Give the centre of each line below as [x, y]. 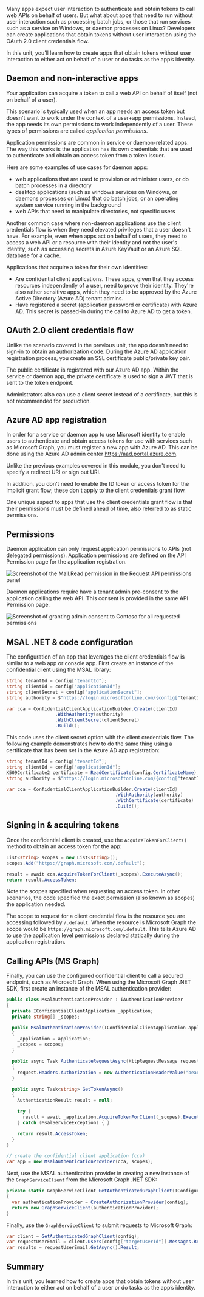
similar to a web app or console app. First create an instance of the [90, 663]
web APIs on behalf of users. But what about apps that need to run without [100, 15]
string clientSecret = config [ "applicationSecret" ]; [74, 692]
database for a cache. [34, 255]
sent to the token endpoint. [40, 382]
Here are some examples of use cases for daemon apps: [77, 167]
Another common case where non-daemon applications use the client [93, 223]
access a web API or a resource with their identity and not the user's [92, 242]
